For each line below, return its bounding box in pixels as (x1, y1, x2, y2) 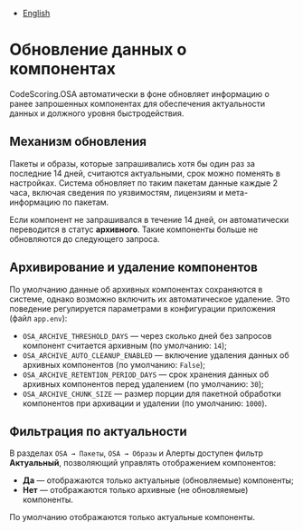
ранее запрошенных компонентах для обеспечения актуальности (9, 98, 266, 109)
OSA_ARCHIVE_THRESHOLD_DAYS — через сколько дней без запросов (22, 330, 272, 341)
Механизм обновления (9, 134, 147, 150)
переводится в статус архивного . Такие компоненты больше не (9, 224, 259, 235)
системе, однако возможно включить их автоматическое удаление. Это (9, 294, 290, 304)
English (22, 8, 51, 18)
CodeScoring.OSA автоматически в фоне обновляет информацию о (9, 88, 270, 99)
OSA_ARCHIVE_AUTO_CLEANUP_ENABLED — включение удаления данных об (22, 349, 289, 361)
